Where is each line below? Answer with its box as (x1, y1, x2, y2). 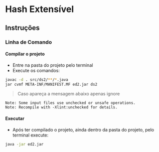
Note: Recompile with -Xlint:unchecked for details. (5, 105, 118, 110)
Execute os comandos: (12, 67, 60, 73)
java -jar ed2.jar (5, 141, 44, 146)
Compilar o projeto (5, 51, 45, 57)
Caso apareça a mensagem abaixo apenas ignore (17, 91, 120, 97)
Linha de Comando (5, 39, 52, 46)
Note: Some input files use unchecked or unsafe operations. (5, 100, 136, 106)
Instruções (5, 24, 40, 32)
